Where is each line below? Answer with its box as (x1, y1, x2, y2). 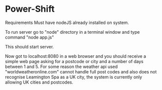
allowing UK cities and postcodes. (5, 79, 74, 85)
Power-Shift (5, 3, 55, 15)
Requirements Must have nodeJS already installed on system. (5, 20, 129, 25)
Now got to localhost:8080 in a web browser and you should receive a (5, 53, 146, 59)
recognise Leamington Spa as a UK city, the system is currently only (5, 74, 142, 80)
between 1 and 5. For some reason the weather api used (5, 64, 118, 69)
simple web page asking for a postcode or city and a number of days (5, 58, 144, 64)
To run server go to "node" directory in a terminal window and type (5, 29, 140, 35)
